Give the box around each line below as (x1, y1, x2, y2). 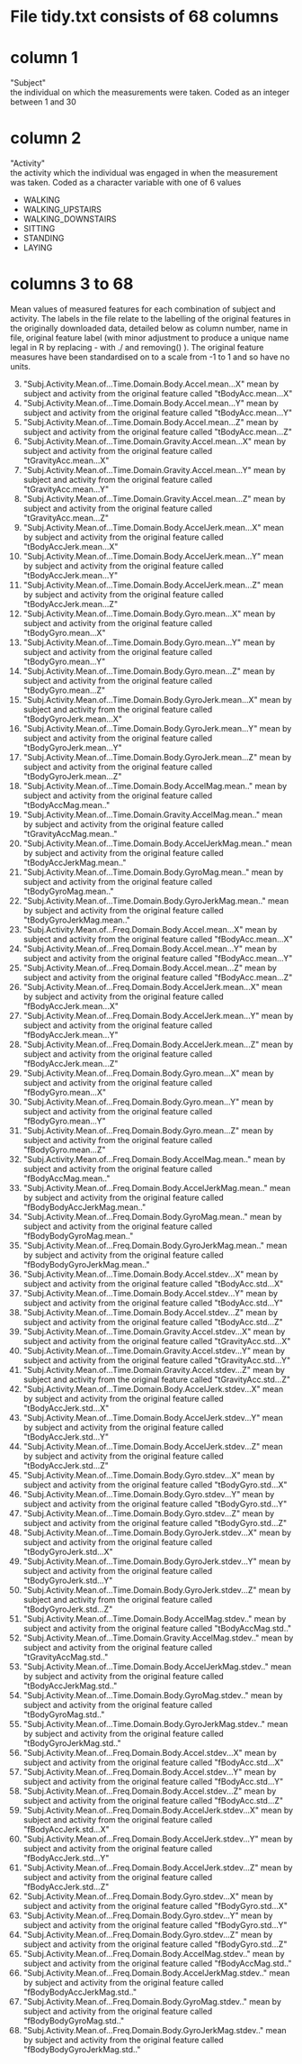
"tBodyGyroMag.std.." (22, 1709, 105, 1720)
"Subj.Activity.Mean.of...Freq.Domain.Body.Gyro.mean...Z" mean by (22, 1125, 274, 1136)
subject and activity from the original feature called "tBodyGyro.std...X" (22, 1479, 288, 1490)
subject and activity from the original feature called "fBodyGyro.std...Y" (22, 1920, 288, 1930)
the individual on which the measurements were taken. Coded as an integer (10, 87, 290, 98)
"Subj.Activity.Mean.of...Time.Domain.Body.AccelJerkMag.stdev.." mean (22, 1661, 292, 1672)
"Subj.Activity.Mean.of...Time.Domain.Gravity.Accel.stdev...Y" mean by (22, 1345, 286, 1356)
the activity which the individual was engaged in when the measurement (10, 168, 278, 178)
